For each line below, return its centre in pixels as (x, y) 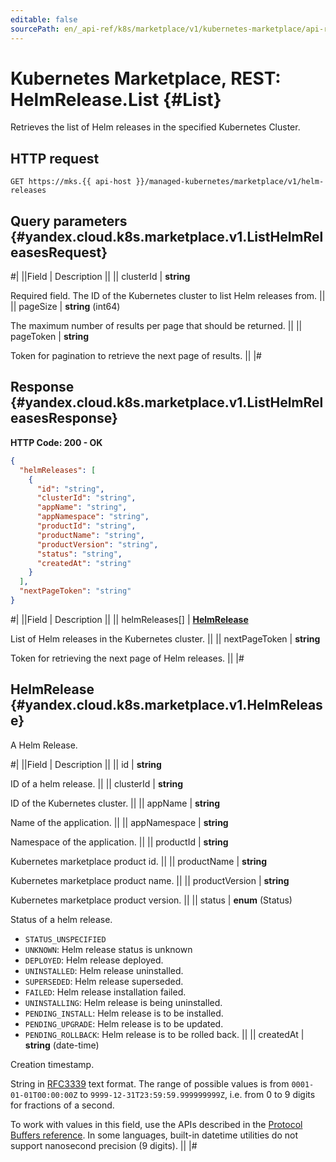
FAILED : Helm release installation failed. (105, 992)
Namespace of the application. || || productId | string (119, 842)
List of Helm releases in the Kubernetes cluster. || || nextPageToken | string (165, 638)
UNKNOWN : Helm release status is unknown (108, 949)
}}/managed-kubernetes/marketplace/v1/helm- (230, 182)
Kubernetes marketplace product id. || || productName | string (139, 861)
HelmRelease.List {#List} (116, 99)
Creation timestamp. (52, 1064)
